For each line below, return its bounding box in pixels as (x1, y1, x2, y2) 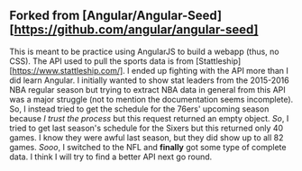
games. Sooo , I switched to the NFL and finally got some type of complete (9, 141, 287, 152)
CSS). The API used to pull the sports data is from (9, 55, 194, 67)
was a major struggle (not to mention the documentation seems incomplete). (9, 94, 294, 104)
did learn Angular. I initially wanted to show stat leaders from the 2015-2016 (9, 75, 290, 85)
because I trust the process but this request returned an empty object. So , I (9, 112, 289, 123)
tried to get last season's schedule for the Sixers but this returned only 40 (9, 122, 284, 133)
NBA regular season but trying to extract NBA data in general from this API (9, 84, 286, 94)
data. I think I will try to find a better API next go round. (9, 151, 213, 162)
